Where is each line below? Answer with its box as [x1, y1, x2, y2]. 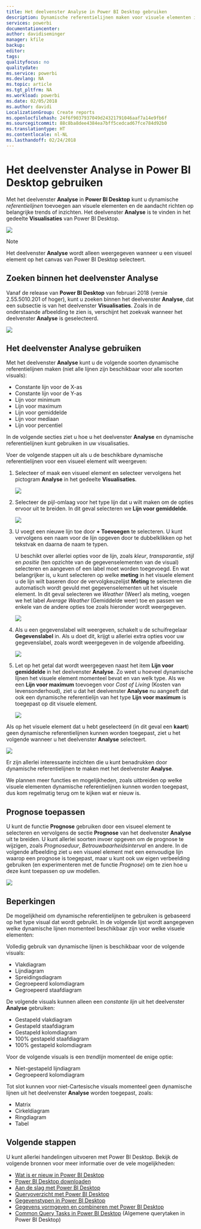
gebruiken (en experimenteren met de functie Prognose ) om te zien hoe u [6, 861, 188, 868]
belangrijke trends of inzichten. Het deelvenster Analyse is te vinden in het [6, 208, 191, 216]
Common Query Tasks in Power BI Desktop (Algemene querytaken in [14, 1209, 185, 1216]
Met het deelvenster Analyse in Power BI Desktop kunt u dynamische [6, 196, 179, 203]
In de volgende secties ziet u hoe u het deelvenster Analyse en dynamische [6, 433, 194, 441]
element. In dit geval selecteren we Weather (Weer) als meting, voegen [14, 591, 190, 598]
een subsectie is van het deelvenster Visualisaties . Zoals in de [6, 301, 162, 309]
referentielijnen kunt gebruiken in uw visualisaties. [6, 439, 130, 447]
